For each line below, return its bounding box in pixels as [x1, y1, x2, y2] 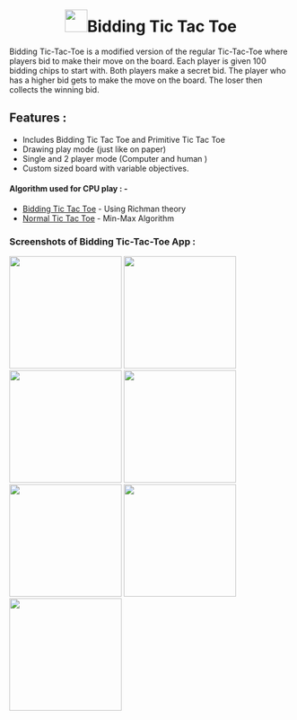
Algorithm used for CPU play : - [9, 183, 128, 194]
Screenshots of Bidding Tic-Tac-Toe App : [9, 235, 196, 247]
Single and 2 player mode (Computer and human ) [22, 153, 208, 164]
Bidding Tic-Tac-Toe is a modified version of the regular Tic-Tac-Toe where [9, 46, 288, 57]
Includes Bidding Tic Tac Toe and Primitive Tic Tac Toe [22, 134, 226, 145]
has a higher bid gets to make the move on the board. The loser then [9, 75, 263, 85]
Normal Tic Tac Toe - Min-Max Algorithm [22, 212, 175, 224]
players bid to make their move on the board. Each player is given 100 [9, 55, 266, 67]
